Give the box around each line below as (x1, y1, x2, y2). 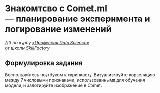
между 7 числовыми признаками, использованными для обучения (5, 77, 145, 83)
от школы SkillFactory (5, 45, 50, 51)
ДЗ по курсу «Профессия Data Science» (5, 39, 90, 45)
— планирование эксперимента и (5, 13, 150, 24)
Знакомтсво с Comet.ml (5, 3, 108, 14)
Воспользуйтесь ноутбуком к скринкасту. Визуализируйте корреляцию (5, 72, 155, 78)
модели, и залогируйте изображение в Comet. (5, 82, 102, 88)
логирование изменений (5, 24, 112, 35)
